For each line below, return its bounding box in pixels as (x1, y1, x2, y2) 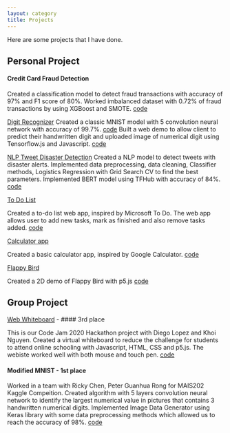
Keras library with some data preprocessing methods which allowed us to (7, 411, 216, 419)
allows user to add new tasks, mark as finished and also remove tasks (7, 216, 205, 224)
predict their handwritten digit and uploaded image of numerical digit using (7, 132, 220, 141)
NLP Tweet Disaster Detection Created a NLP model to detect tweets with (7, 153, 216, 162)
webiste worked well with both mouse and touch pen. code (7, 350, 175, 359)
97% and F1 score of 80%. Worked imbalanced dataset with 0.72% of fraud (7, 97, 222, 105)
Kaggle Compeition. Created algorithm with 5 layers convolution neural (7, 389, 208, 397)
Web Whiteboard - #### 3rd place (7, 315, 105, 324)
